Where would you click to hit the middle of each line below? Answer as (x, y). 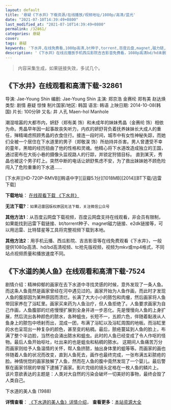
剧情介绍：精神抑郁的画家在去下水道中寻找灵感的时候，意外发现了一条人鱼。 (85, 285)
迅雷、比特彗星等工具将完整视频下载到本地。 (61, 230)
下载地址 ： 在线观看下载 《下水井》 (42, 195)
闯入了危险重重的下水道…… (34, 167)
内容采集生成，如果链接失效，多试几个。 (60, 68)
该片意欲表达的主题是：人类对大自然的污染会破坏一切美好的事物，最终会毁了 (85, 374)
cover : (12, 39)
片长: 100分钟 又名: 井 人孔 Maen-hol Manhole (61, 112)
